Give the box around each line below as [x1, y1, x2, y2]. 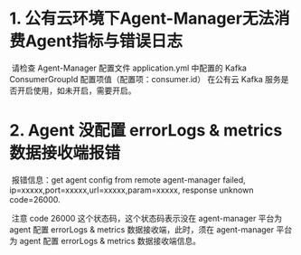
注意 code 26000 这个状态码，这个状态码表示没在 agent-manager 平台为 [11, 212, 283, 223]
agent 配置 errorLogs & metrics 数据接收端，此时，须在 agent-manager [9, 223, 275, 235]
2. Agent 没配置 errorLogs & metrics [9, 120, 283, 141]
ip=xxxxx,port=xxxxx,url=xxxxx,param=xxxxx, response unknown [9, 184, 254, 195]
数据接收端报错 [9, 143, 121, 164]
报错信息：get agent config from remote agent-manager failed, [11, 174, 246, 185]
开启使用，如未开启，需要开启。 [16, 85, 136, 96]
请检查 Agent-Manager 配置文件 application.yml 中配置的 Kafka [11, 62, 247, 73]
